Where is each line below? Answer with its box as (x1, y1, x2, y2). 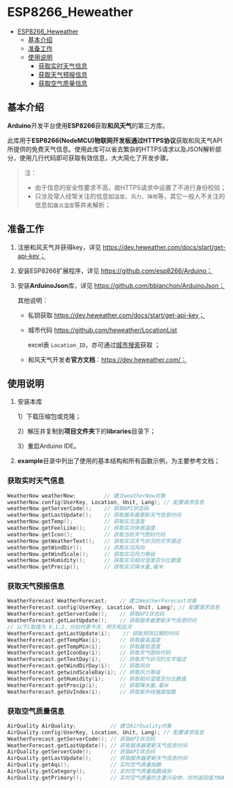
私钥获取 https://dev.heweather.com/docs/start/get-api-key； (27, 311, 205, 319)
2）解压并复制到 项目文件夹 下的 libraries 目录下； (17, 427, 156, 436)
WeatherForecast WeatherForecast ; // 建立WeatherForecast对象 (7, 598, 197, 605)
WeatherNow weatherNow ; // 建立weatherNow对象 (7, 492, 166, 499)
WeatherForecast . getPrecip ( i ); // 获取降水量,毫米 (7, 681, 169, 689)
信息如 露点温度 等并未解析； (34, 200, 112, 209)
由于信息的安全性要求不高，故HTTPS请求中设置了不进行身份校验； (34, 183, 227, 192)
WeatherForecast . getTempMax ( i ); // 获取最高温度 (7, 636, 160, 644)
